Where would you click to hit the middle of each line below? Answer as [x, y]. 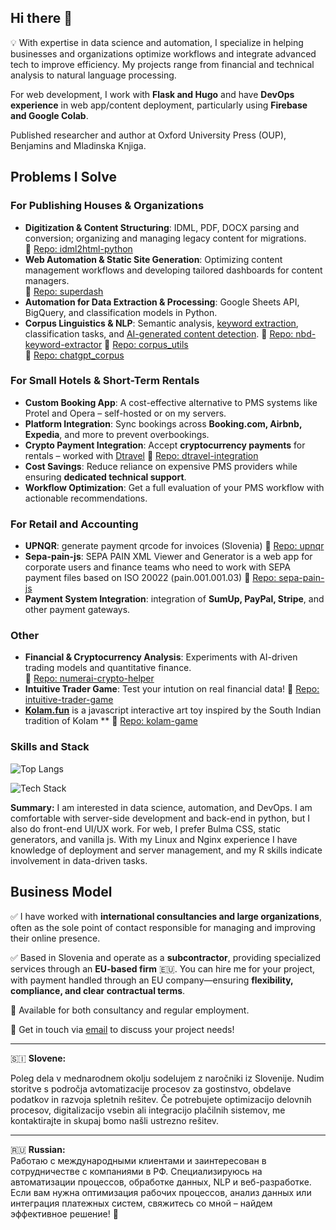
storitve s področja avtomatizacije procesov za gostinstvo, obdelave [151, 1088]
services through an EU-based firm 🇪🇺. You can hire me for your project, [163, 968]
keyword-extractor [63, 344]
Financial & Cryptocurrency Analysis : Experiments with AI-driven [161, 657]
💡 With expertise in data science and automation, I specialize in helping [157, 42]
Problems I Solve [63, 177]
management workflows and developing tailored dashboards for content [173, 270]
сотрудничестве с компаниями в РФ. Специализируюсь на [136, 1171]
